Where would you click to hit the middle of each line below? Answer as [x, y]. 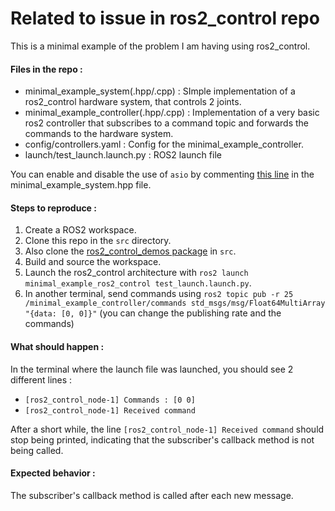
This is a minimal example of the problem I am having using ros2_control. [160, 46]
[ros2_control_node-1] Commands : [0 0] [110, 400]
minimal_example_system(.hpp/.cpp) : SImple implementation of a [160, 91]
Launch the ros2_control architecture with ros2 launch [136, 273]
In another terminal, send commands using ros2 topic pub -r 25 [159, 294]
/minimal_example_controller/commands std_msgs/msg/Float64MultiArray [175, 303]
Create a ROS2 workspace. [80, 230]
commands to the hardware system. [99, 134]
